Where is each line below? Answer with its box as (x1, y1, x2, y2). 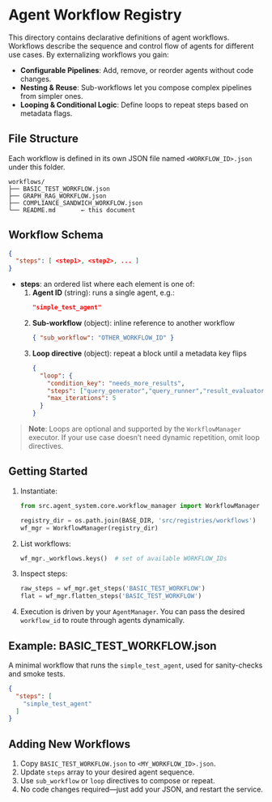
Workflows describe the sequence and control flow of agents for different (8, 41, 254, 50)
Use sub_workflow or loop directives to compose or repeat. (19, 776, 216, 786)
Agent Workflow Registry (8, 6, 182, 24)
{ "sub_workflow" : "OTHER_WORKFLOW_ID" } (32, 334, 174, 342)
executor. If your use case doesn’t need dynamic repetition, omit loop (28, 433, 261, 442)
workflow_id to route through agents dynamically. (19, 616, 185, 625)
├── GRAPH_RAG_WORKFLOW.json (8, 192, 107, 200)
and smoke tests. (8, 668, 66, 678)
